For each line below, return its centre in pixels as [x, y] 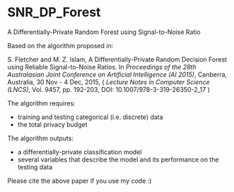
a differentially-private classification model [80, 152]
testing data [35, 166]
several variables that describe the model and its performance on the [118, 159]
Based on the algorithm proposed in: [60, 45]
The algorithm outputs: [41, 138]
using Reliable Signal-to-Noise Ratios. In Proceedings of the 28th [102, 67]
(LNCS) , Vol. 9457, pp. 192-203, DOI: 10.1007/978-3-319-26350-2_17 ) [109, 89]
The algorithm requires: [41, 103]
